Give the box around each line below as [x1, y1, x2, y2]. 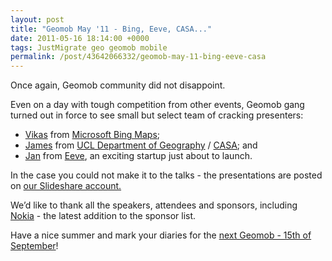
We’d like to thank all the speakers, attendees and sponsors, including [10, 199, 298, 211]
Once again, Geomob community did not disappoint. [10, 79, 226, 91]
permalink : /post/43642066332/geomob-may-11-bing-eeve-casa [10, 52, 267, 62]
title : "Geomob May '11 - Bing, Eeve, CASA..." [10, 24, 213, 34]
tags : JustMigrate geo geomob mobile [10, 42, 168, 53]
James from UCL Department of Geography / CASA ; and [24, 139, 258, 151]
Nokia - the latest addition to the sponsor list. [10, 210, 197, 222]
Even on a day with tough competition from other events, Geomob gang [10, 99, 305, 111]
